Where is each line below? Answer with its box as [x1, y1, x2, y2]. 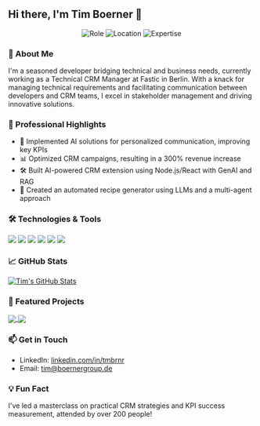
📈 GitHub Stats [8, 256, 68, 267]
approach [19, 194, 51, 203]
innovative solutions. [8, 100, 74, 109]
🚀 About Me [8, 48, 54, 59]
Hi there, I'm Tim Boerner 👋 [8, 8, 143, 21]
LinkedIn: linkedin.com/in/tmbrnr [19, 355, 125, 365]
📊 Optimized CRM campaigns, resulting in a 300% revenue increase [19, 154, 241, 163]
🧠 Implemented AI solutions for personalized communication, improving [19, 137, 251, 146]
